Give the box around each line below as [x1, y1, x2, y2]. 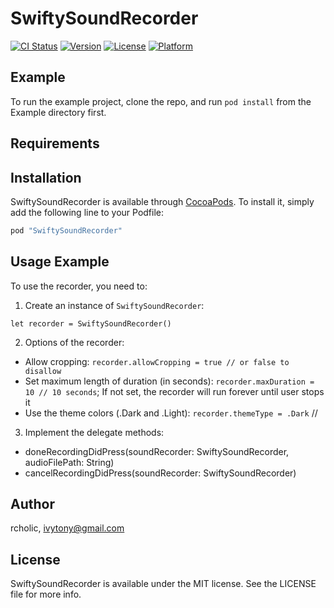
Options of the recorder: [24, 336, 125, 348]
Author [10, 496, 55, 513]
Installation [10, 169, 82, 186]
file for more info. [10, 588, 82, 601]
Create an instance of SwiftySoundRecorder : [24, 299, 205, 311]
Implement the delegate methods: [24, 426, 165, 438]
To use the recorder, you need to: [10, 280, 148, 292]
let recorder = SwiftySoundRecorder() [10, 318, 172, 329]
